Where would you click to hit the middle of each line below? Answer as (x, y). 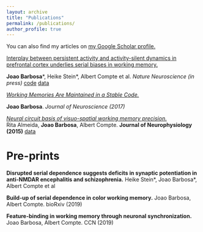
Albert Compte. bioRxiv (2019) (44, 205)
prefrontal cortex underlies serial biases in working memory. (82, 65)
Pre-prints (33, 156)
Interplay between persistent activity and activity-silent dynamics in (91, 58)
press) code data (28, 83)
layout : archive (27, 12)
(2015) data (21, 131)
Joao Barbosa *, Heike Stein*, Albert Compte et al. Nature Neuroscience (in (100, 76)
